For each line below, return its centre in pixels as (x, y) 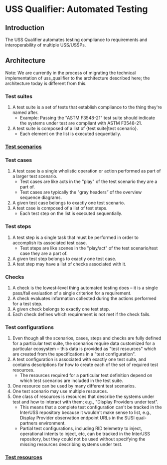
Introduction (25, 28)
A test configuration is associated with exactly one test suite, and (79, 359)
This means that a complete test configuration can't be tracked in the (91, 407)
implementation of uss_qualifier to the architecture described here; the (78, 78)
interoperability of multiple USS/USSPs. (46, 45)
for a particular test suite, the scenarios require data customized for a (84, 343)
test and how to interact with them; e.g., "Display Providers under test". (85, 402)
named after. (25, 112)
